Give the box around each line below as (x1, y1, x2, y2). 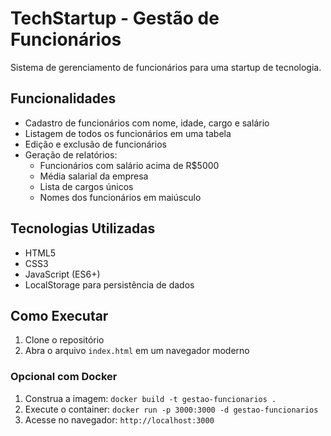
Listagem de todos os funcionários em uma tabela (24, 127, 232, 139)
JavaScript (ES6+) (24, 268, 101, 280)
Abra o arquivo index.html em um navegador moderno (24, 345, 250, 357)
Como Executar (10, 307, 109, 324)
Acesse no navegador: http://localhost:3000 (24, 413, 215, 426)
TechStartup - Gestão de (10, 7, 220, 30)
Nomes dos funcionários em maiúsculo (39, 191, 202, 203)
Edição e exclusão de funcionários (24, 138, 167, 150)
